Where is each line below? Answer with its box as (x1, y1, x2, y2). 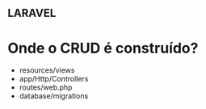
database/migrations (19, 91, 89, 101)
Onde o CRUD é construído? (7, 39, 199, 57)
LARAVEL (7, 6, 57, 20)
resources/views (19, 65, 75, 75)
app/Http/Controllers (19, 74, 89, 84)
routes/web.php (19, 82, 73, 92)
